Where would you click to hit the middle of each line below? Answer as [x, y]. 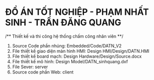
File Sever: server [30, 67]
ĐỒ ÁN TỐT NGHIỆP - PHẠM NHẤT [77, 12]
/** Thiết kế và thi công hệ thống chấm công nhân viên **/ [64, 36]
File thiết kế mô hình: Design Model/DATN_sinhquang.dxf [70, 61]
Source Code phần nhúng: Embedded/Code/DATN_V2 [67, 45]
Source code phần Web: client [43, 72]
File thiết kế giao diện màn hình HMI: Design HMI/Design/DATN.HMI [81, 51]
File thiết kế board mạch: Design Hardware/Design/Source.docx [77, 56]
